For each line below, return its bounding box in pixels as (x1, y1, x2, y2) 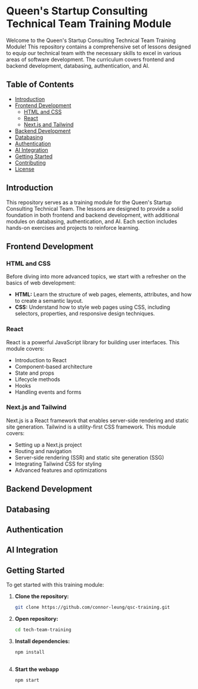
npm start (14, 677, 40, 683)
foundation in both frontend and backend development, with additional (6, 211, 180, 218)
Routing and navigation (14, 447, 72, 454)
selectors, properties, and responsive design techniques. (14, 310, 155, 317)
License (14, 165, 35, 172)
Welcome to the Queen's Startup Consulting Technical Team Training (6, 37, 176, 44)
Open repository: (14, 615, 58, 623)
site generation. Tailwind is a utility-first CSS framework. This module (6, 423, 176, 430)
